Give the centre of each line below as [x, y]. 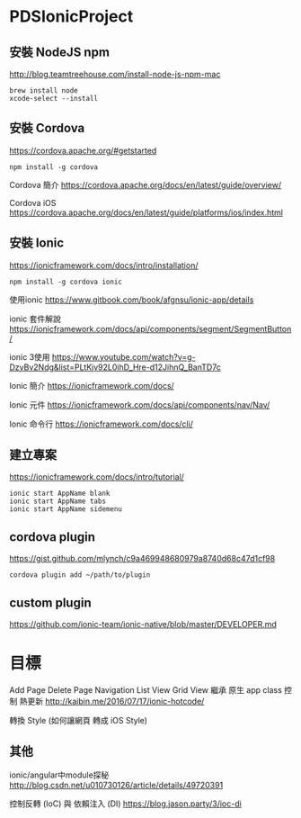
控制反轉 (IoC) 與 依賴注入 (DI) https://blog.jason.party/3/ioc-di [126, 804]
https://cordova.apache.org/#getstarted [83, 150]
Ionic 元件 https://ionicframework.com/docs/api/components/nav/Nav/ [140, 405]
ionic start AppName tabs [58, 501]
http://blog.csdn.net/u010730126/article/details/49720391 [116, 785]
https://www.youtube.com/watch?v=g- [124, 356]
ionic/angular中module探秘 [59, 775]
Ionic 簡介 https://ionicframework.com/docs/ [92, 385]
